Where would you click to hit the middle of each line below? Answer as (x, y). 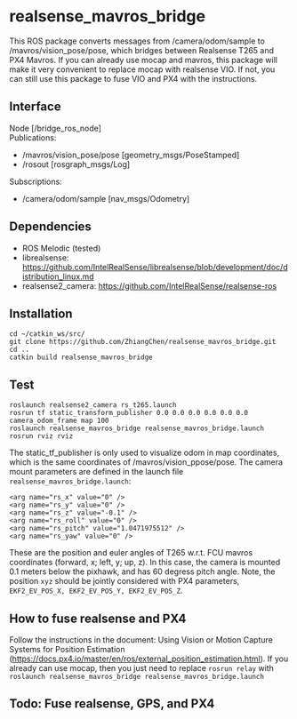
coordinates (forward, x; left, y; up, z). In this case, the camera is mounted (145, 563)
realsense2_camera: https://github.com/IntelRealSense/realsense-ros (149, 285)
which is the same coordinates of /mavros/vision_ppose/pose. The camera (146, 462)
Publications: (33, 137)
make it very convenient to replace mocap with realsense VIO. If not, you (142, 69)
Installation (41, 313)
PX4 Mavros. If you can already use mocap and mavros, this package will (144, 60)
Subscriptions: (36, 181)
